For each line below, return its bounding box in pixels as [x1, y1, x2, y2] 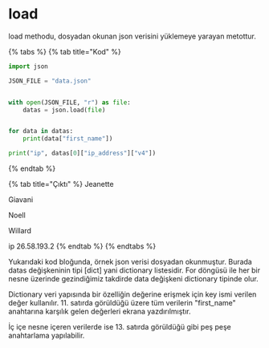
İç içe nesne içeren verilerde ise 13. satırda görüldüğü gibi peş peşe [8, 322, 231, 332]
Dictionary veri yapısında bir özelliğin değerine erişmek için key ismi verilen [8, 289, 257, 299]
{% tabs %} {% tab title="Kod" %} [8, 47, 122, 56]
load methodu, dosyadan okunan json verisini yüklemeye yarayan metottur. [8, 31, 257, 41]
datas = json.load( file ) [22, 106, 106, 114]
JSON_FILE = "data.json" [8, 77, 92, 85]
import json [8, 62, 48, 71]
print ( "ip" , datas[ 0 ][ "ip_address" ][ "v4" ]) [8, 149, 157, 157]
